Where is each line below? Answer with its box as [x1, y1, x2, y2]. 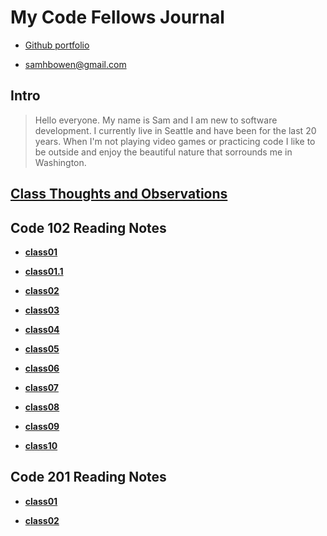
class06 [24, 362, 60, 374]
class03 [24, 304, 60, 316]
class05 [24, 342, 60, 355]
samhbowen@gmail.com [24, 58, 127, 70]
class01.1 [24, 265, 64, 277]
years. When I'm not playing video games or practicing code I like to [34, 135, 316, 147]
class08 [24, 401, 60, 413]
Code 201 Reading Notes [10, 469, 167, 486]
